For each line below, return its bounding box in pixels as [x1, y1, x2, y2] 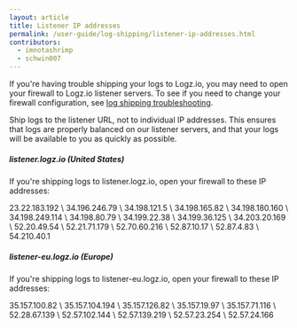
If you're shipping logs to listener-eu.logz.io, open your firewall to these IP [9, 273, 279, 284]
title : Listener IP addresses [9, 21, 121, 30]
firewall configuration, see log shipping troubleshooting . [9, 98, 214, 107]
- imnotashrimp [17, 46, 74, 55]
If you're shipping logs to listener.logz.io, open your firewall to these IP [9, 176, 267, 186]
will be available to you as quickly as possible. [9, 134, 177, 144]
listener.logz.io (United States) [9, 153, 125, 164]
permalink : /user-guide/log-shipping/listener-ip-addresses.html [9, 29, 255, 38]
